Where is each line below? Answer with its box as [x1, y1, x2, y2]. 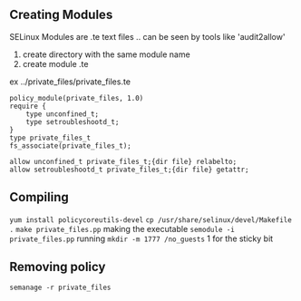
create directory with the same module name [22, 49, 190, 60]
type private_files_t [9, 133, 92, 142]
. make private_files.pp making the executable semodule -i [9, 223, 236, 234]
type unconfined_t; [25, 109, 100, 119]
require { [9, 102, 47, 111]
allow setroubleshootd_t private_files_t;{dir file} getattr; [9, 165, 249, 174]
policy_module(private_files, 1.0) [9, 93, 144, 102]
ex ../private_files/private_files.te [9, 76, 131, 87]
